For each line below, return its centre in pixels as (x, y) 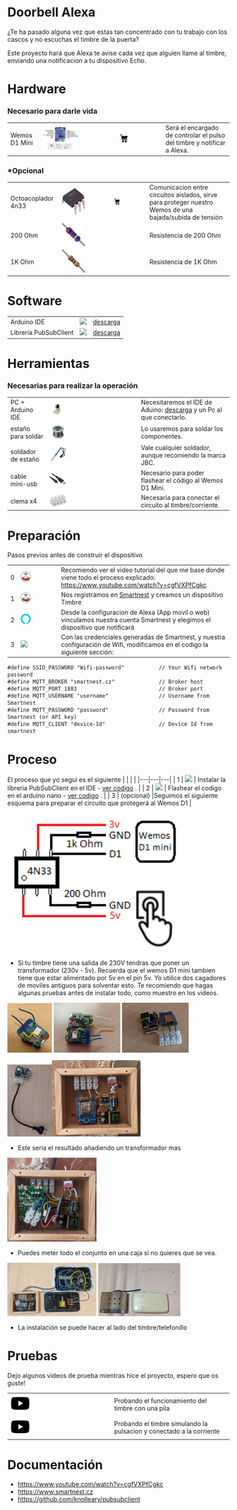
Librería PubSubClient (42, 333)
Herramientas (49, 364)
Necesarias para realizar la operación (73, 386)
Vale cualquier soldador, (176, 448)
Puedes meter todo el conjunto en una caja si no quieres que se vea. (117, 1253)
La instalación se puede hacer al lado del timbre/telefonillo (102, 1327)
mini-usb (24, 484)
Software (35, 301)
